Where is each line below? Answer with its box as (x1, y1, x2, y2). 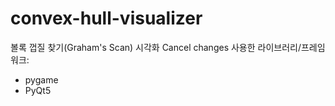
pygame (24, 73, 59, 86)
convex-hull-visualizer (10, 7, 203, 30)
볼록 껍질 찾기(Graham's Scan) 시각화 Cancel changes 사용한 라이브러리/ (10, 41, 302, 53)
